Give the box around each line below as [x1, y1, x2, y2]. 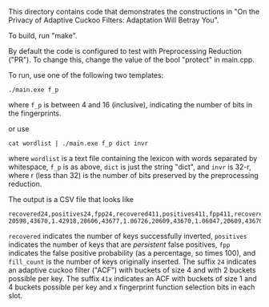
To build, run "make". [8, 31, 78, 40]
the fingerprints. [8, 108, 62, 118]
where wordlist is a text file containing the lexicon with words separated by [8, 154, 258, 163]
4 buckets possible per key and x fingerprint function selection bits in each [8, 282, 255, 292]
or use [8, 124, 30, 133]
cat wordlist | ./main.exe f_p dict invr [8, 139, 149, 147]
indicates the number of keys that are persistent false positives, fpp [8, 240, 231, 249]
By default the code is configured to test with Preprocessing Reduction [8, 46, 243, 55]
